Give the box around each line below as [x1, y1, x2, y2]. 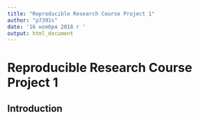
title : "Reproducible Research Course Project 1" [7, 10, 156, 17]
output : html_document [7, 29, 74, 37]
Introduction [7, 102, 63, 114]
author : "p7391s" [7, 17, 58, 24]
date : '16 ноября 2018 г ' [7, 23, 86, 30]
